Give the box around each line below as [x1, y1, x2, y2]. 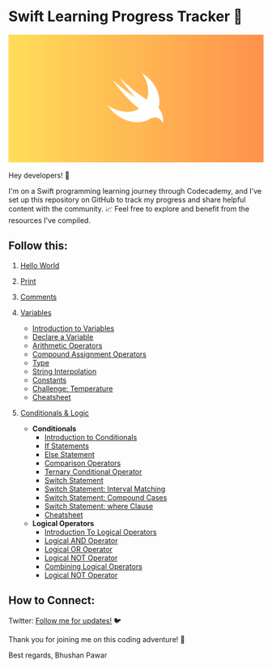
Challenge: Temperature [32, 383, 113, 393]
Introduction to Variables [32, 323, 115, 333]
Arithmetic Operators [32, 340, 103, 350]
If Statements [44, 441, 89, 451]
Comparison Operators [44, 458, 121, 468]
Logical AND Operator [44, 535, 118, 546]
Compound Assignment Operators [32, 349, 147, 359]
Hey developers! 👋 [8, 170, 70, 180]
